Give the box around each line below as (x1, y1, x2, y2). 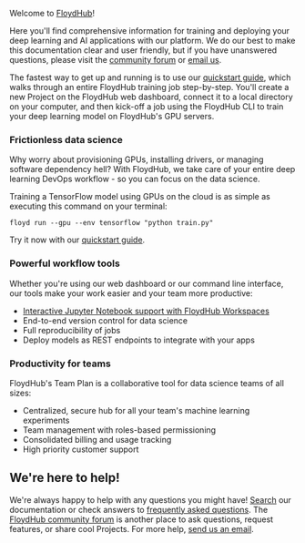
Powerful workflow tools (9, 257, 120, 270)
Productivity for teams (9, 357, 111, 370)
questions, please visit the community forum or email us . (9, 55, 222, 65)
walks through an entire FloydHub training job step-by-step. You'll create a (9, 82, 290, 92)
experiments (22, 415, 70, 425)
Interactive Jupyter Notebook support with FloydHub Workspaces (22, 305, 270, 316)
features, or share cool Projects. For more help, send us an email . (9, 523, 255, 534)
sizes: (9, 387, 32, 398)
